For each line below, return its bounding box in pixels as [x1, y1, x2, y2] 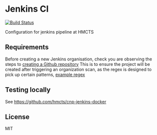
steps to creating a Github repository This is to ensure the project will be [5, 61, 150, 67]
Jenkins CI [5, 3, 49, 15]
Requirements [5, 43, 49, 52]
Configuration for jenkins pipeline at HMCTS [5, 29, 94, 35]
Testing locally [5, 86, 51, 94]
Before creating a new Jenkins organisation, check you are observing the [5, 56, 152, 62]
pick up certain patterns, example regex [5, 72, 85, 77]
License [5, 113, 30, 121]
